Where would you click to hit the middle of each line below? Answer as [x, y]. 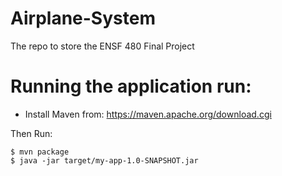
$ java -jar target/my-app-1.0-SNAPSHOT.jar [104, 160]
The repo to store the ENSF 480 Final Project [102, 46]
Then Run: [31, 133]
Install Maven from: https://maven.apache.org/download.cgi [148, 114]
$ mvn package [40, 152]
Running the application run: [131, 86]
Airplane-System [83, 18]
